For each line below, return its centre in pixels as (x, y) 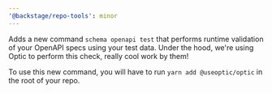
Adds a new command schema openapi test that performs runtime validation (136, 39)
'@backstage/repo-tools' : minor (63, 16)
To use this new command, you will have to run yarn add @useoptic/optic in (136, 72)
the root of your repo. (44, 80)
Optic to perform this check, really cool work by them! (99, 56)
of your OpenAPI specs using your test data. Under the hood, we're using (131, 47)
